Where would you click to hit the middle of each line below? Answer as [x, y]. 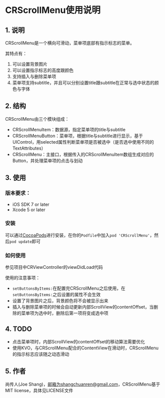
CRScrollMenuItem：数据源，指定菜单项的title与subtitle [69, 129]
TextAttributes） [29, 148]
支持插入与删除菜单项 [34, 77]
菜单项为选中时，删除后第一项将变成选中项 [65, 313]
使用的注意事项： [23, 278]
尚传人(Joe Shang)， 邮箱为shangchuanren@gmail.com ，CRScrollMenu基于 [83, 384]
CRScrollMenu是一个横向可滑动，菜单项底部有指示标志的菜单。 [70, 43]
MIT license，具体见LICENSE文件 [39, 390]
